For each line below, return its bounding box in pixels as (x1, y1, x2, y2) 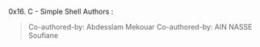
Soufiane (27, 31, 59, 40)
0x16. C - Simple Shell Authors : (8, 7, 114, 16)
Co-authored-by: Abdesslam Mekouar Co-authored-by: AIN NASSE (27, 22, 253, 31)
